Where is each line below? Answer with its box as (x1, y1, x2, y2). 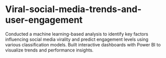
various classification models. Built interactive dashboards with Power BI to (5, 41, 161, 47)
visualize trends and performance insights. (5, 47, 94, 53)
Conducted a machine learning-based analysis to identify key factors (5, 31, 148, 37)
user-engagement (5, 14, 83, 26)
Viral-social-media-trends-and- (5, 4, 142, 15)
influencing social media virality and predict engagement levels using (5, 36, 148, 42)
